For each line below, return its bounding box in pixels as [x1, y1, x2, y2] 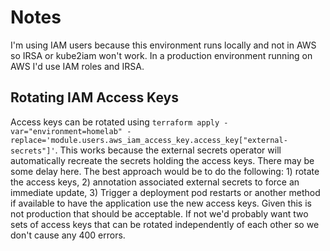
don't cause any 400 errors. [10, 229, 126, 241]
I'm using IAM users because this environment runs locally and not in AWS [10, 39, 317, 51]
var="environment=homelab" [10, 126, 123, 136]
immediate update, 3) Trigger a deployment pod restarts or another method [10, 186, 321, 198]
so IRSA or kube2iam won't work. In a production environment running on [10, 49, 313, 61]
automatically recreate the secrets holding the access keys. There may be [10, 154, 315, 166]
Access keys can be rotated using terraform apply [10, 116, 220, 128]
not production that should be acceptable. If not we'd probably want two [10, 207, 309, 220]
